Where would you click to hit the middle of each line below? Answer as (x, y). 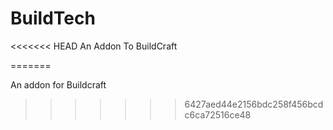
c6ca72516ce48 (218, 114)
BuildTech (53, 18)
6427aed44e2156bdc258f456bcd (254, 104)
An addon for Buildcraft (58, 84)
